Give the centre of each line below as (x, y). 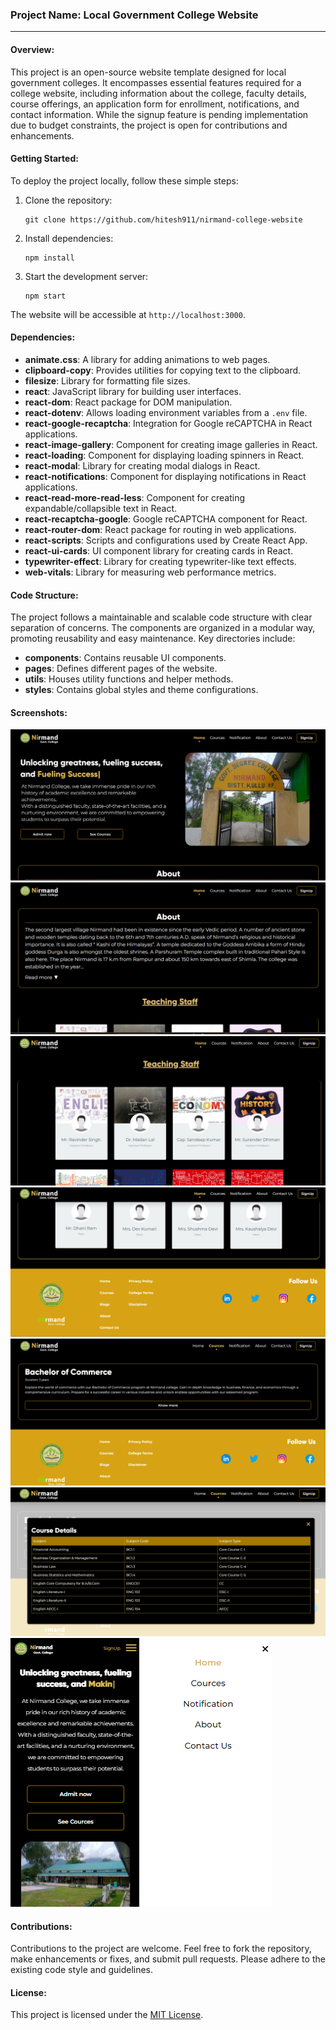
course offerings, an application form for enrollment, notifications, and (155, 104)
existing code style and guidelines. (82, 1970)
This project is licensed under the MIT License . (107, 2015)
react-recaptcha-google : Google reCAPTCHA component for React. (166, 519)
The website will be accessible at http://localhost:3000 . (128, 314)
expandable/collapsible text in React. (101, 508)
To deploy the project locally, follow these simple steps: (124, 180)
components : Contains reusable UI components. (125, 658)
